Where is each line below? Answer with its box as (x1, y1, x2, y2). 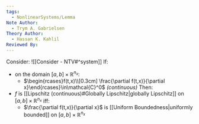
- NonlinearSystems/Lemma (11, 14, 76, 20)
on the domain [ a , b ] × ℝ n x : (14, 69, 80, 78)
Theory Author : (6, 31, 44, 37)
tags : (6, 8, 20, 15)
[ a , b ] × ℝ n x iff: (14, 96, 50, 104)
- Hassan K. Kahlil (11, 36, 60, 42)
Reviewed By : (6, 42, 38, 48)
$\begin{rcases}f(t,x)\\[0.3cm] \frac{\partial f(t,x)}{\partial (23, 77, 165, 84)
